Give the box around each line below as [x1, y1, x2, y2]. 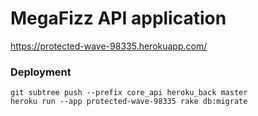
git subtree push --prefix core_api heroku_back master [10, 88, 248, 98]
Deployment [10, 65, 72, 79]
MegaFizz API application [10, 7, 227, 30]
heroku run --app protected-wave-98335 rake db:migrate [10, 97, 248, 107]
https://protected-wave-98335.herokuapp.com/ [10, 40, 208, 52]
